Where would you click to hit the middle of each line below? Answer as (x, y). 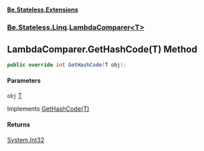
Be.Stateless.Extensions (43, 10)
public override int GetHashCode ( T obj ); (67, 65)
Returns (19, 124)
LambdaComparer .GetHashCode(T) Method (102, 49)
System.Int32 (26, 139)
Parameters (24, 80)
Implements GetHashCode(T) (48, 109)
